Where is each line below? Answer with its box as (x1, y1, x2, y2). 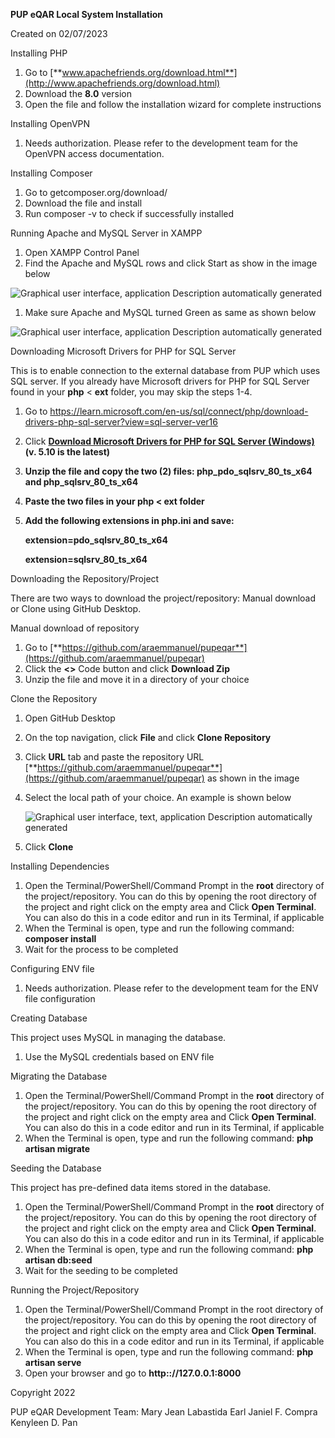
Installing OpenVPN (10, 118, 91, 129)
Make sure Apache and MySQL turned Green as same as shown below (24, 307, 317, 318)
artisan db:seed (24, 1254, 93, 1266)
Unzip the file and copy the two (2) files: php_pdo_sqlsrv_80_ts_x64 (24, 465, 313, 477)
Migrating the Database (10, 1070, 108, 1082)
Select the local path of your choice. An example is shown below (24, 792, 292, 803)
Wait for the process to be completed (24, 944, 179, 955)
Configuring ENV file (10, 963, 95, 974)
